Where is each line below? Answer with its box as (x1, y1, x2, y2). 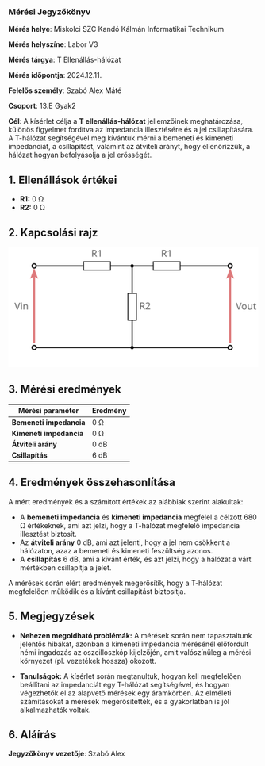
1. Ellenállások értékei (8, 173, 117, 186)
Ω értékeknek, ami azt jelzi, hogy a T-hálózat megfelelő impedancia (19, 520, 240, 530)
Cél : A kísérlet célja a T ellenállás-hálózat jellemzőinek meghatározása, (8, 117, 244, 126)
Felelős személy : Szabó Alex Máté (8, 86, 122, 95)
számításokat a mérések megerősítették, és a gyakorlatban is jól (19, 696, 230, 706)
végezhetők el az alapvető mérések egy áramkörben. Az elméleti (19, 688, 232, 698)
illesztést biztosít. (19, 529, 77, 538)
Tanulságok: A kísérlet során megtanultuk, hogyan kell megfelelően (19, 671, 242, 680)
